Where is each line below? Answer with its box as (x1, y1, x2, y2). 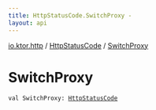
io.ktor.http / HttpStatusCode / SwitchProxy (8, 40, 149, 50)
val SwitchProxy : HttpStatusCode (8, 94, 118, 103)
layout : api (8, 19, 47, 27)
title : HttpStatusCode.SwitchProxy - (8, 11, 132, 20)
